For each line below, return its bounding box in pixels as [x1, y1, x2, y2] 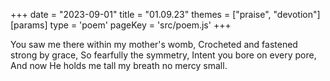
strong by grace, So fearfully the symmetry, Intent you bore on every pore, [10, 49, 317, 61]
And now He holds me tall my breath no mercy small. [10, 60, 228, 71]
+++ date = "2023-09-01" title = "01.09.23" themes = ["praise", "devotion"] [10, 9, 321, 20]
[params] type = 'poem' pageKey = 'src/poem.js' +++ [10, 19, 232, 31]
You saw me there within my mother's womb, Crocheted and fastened [10, 39, 298, 50]
